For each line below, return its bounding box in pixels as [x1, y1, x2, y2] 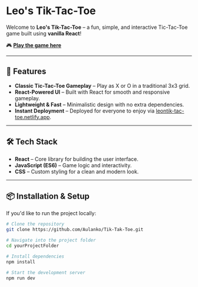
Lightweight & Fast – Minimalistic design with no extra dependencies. [14, 101, 184, 108]
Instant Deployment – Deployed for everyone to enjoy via [14, 107, 155, 114]
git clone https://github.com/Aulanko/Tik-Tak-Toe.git [6, 227, 144, 233]
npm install [6, 259, 35, 265]
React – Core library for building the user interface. [14, 155, 138, 163]
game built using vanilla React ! [6, 29, 81, 37]
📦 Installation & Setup [6, 191, 90, 201]
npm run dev [6, 275, 35, 281]
